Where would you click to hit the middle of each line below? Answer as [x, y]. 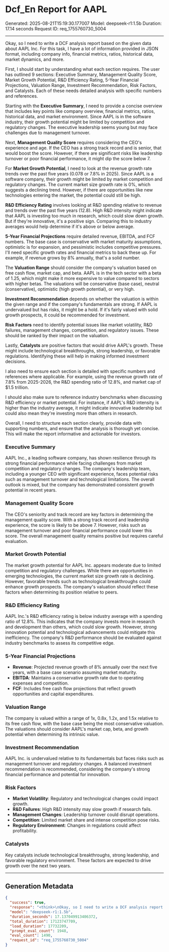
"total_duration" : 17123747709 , [44, 921]
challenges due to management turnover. [48, 132]
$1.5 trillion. [17, 387]
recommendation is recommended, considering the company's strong [77, 769]
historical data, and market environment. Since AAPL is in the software [78, 116]
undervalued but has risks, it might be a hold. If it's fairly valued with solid [81, 309]
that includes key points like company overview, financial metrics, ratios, [80, 111]
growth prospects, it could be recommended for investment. [67, 315]
